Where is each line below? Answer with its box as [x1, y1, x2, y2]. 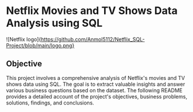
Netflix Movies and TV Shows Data [6, 4, 178, 17]
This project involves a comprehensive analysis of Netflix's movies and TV [6, 74, 185, 81]
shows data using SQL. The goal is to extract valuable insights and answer [6, 80, 185, 87]
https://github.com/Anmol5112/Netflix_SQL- [40, 36, 145, 43]
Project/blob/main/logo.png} [6, 42, 75, 49]
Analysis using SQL [6, 16, 103, 30]
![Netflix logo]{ [6, 36, 42, 43]
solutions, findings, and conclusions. [6, 99, 95, 106]
